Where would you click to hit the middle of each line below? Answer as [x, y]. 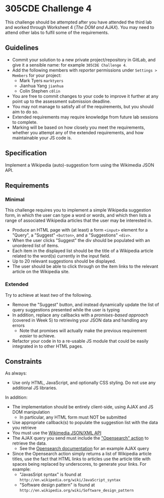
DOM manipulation [31, 412]
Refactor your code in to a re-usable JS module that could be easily [80, 341]
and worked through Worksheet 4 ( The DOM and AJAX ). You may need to [80, 27]
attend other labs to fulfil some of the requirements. [57, 32]
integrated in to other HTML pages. [47, 346]
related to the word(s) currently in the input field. [61, 256]
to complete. [25, 122]
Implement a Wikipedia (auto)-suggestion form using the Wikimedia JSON [80, 165]
